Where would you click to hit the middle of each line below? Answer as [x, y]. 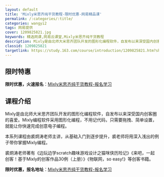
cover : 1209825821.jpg [28, 32]
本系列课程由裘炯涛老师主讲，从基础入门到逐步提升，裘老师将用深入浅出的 [80, 136]
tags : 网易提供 [19, 28]
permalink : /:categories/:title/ [39, 19]
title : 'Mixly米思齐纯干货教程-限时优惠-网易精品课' [53, 14]
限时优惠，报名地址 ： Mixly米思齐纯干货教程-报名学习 [59, 170]
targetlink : [17, 50]
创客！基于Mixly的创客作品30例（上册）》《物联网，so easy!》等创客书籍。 [79, 159]
